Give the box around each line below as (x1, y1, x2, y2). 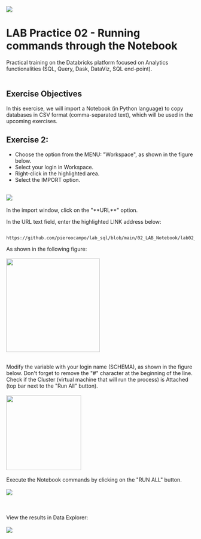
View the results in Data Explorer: (6, 514, 89, 521)
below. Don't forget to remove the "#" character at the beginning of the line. (6, 370, 193, 377)
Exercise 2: (6, 135, 49, 145)
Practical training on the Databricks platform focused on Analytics (6, 59, 169, 66)
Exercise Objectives (6, 89, 83, 99)
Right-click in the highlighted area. (14, 170, 100, 177)
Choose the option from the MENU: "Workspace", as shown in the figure (14, 151, 193, 158)
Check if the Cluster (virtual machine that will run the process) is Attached (6, 376, 188, 383)
